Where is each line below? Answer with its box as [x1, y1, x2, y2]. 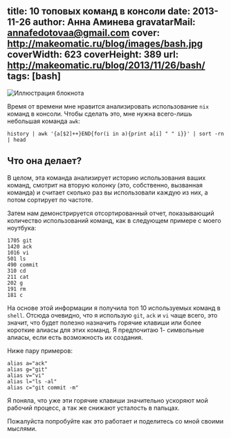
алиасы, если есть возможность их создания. [7, 333, 143, 341]
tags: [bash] [7, 71, 61, 82]
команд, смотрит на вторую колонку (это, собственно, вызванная [7, 181, 203, 189]
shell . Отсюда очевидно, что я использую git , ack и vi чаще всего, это [7, 311, 218, 319]
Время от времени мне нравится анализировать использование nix [7, 102, 210, 110]
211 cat [7, 273, 30, 280]
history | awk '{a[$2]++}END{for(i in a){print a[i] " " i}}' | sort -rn [7, 130, 225, 137]
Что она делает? [7, 155, 82, 167]
